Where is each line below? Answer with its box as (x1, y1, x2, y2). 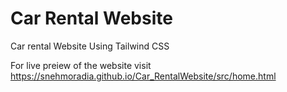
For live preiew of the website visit (10, 59, 152, 71)
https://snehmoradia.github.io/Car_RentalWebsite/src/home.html (10, 70, 277, 82)
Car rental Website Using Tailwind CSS (10, 40, 170, 52)
